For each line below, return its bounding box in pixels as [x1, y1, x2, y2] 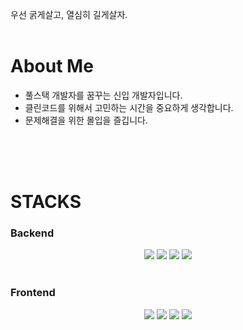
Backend [10, 226, 55, 240]
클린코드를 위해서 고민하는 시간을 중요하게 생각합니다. [24, 101, 234, 113]
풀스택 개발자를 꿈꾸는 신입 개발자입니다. [24, 89, 183, 101]
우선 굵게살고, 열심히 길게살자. [10, 9, 128, 20]
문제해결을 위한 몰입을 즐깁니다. [24, 114, 148, 126]
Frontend [10, 286, 56, 300]
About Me [10, 55, 94, 78]
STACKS [10, 191, 82, 213]
